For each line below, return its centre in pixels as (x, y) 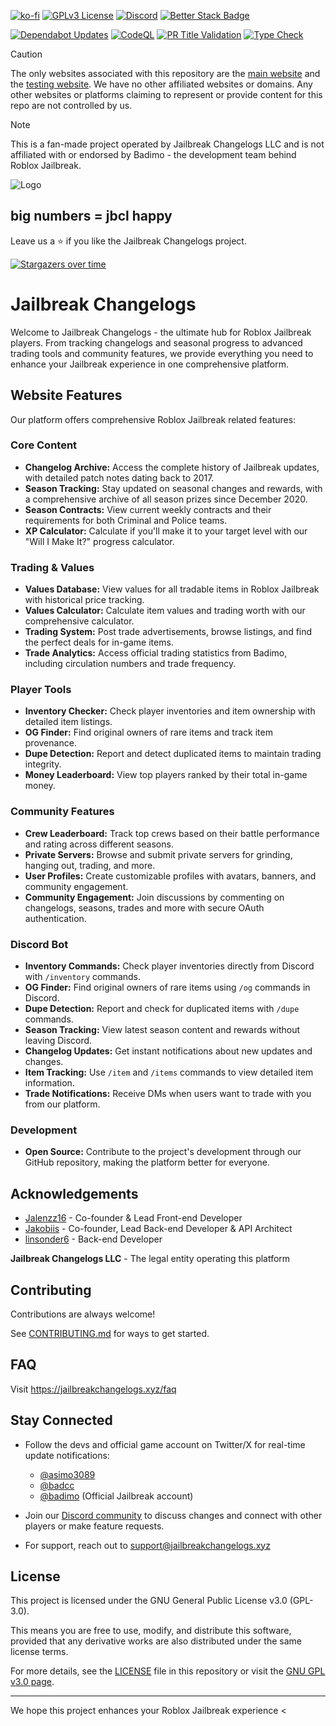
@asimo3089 (67, 1474)
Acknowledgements (74, 1193)
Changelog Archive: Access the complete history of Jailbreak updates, (172, 467)
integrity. (43, 764)
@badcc (57, 1485)
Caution (26, 54)
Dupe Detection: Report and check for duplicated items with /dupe (162, 1009)
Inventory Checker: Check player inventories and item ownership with (170, 711)
